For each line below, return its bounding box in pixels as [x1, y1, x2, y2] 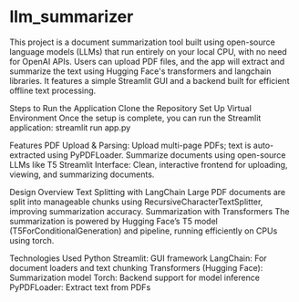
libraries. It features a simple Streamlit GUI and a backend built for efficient [9, 75, 290, 86]
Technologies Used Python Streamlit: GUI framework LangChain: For [9, 253, 267, 264]
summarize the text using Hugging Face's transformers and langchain [9, 66, 272, 77]
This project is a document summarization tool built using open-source [9, 36, 275, 47]
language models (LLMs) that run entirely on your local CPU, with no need [9, 46, 287, 57]
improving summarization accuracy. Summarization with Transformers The [9, 205, 290, 216]
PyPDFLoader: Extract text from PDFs [9, 281, 151, 293]
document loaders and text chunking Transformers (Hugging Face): [9, 262, 263, 273]
